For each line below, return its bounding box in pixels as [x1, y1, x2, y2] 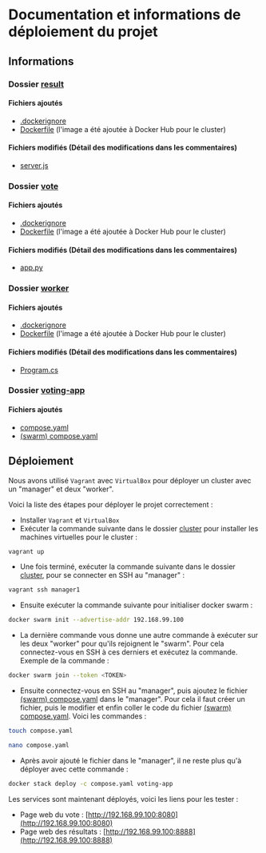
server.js [19, 160, 49, 170]
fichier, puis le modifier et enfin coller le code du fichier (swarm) [19, 703, 232, 712]
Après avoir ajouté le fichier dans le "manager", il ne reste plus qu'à [19, 755, 242, 765]
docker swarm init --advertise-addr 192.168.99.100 [8, 616, 184, 624]
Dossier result [8, 78, 64, 90]
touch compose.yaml [8, 727, 73, 735]
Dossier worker [8, 282, 69, 294]
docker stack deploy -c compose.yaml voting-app [8, 779, 173, 787]
